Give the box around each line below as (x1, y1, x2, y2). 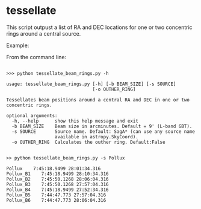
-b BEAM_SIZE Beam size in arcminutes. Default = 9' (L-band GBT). (11, 123, 193, 129)
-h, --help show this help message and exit (11, 118, 138, 124)
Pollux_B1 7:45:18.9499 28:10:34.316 (6, 170, 110, 177)
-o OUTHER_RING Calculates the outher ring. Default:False (11, 139, 165, 145)
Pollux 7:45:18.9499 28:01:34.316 (6, 166, 101, 172)
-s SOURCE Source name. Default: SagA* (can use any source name (11, 128, 196, 135)
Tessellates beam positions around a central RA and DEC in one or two (6, 97, 190, 103)
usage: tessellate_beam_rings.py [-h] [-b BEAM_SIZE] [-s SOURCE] (6, 81, 176, 87)
